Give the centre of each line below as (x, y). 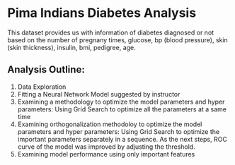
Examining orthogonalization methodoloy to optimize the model (110, 124)
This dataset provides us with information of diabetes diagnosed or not (111, 32)
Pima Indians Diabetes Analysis (102, 13)
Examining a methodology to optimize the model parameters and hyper (121, 102)
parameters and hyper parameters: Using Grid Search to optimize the (119, 131)
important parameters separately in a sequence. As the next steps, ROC (122, 139)
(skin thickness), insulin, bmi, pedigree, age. (71, 47)
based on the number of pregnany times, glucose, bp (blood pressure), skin (117, 39)
